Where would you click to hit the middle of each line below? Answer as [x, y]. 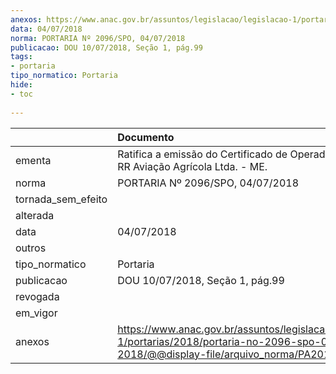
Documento [146, 137]
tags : [21, 57]
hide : [21, 85]
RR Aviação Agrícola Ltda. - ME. [192, 166]
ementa [33, 160]
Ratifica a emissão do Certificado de [202, 154]
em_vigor [36, 313]
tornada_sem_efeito [61, 199]
